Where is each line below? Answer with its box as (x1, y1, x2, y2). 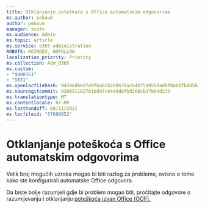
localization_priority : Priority (6, 54, 92, 60)
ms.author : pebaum (6, 15, 53, 21)
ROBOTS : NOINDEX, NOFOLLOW (6, 49, 75, 55)
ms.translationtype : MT (6, 94, 67, 100)
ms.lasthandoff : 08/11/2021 (6, 105, 78, 112)
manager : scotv (6, 26, 45, 32)
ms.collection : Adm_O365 (6, 60, 70, 66)
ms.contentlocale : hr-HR (6, 99, 70, 106)
